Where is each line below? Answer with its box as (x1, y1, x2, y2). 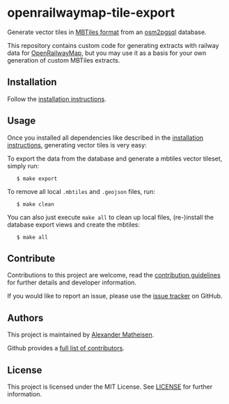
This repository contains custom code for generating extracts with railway (7, 41, 219, 49)
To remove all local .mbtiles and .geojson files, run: (7, 187, 155, 195)
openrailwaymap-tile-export (7, 5, 175, 21)
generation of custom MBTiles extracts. (7, 56, 120, 64)
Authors (7, 312, 44, 324)
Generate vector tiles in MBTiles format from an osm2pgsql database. (7, 28, 207, 36)
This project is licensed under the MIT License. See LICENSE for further (7, 382, 213, 391)
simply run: (7, 161, 40, 170)
